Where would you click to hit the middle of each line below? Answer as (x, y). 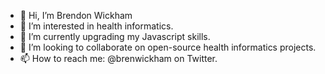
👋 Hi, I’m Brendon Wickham (76, 15)
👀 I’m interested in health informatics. (96, 26)
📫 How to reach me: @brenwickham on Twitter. (118, 58)
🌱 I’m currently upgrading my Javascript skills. (115, 36)
